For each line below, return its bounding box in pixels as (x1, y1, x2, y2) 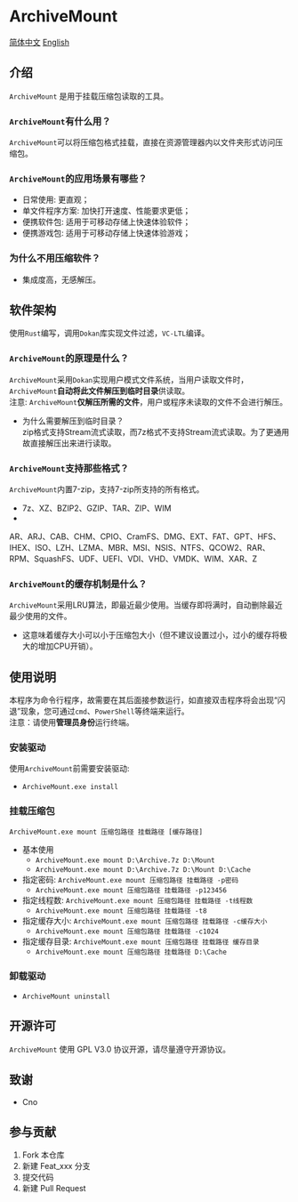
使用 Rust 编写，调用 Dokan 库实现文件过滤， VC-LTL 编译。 (9, 327, 210, 339)
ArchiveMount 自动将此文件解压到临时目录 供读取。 (9, 385, 189, 396)
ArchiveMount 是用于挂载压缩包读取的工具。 (9, 91, 169, 101)
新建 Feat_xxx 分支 (21, 1161, 91, 1172)
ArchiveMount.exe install (21, 783, 118, 792)
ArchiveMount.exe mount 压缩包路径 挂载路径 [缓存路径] (9, 827, 203, 836)
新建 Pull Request (21, 1183, 86, 1194)
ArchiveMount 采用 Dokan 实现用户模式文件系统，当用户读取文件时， (9, 374, 249, 384)
